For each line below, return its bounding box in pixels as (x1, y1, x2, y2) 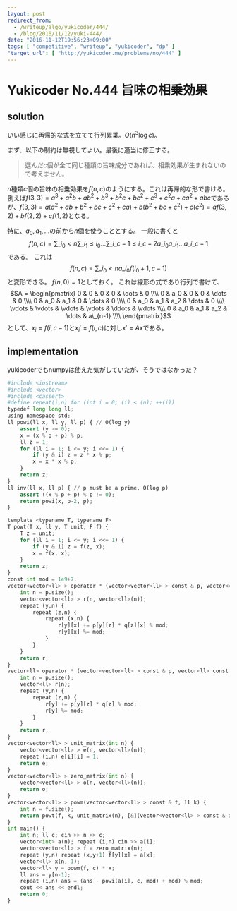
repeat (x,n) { (44, 615, 90, 622)
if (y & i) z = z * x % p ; (32, 452, 112, 459)
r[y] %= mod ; (44, 707, 83, 714)
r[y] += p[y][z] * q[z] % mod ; (44, 700, 138, 708)
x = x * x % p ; (32, 458, 78, 466)
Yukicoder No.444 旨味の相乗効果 (7, 83, 208, 99)
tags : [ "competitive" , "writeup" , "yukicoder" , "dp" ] (7, 43, 175, 50)
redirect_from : (7, 17, 52, 24)
